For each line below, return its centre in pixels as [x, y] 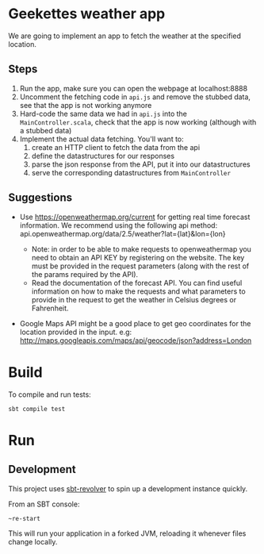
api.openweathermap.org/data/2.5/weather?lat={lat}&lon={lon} [122, 233]
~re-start [25, 518]
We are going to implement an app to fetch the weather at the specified [125, 36]
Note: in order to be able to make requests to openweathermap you [142, 249]
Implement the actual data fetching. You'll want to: [101, 139]
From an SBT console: [44, 504]
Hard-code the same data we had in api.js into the [103, 113]
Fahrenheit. [50, 308]
